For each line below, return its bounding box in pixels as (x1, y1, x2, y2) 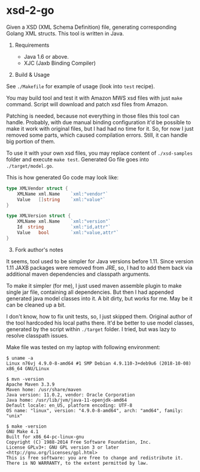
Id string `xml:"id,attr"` (17, 224, 111, 230)
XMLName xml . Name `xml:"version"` (17, 218, 111, 225)
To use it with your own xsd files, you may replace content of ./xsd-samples (6, 149, 193, 157)
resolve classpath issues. (6, 332, 69, 339)
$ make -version (6, 423, 47, 429)
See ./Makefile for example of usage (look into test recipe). (6, 82, 155, 90)
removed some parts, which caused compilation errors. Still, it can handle (6, 131, 188, 139)
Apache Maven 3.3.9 (6, 381, 55, 387)
